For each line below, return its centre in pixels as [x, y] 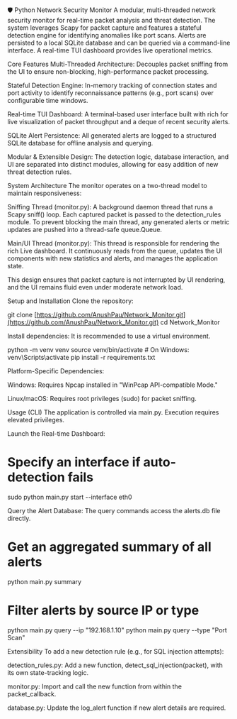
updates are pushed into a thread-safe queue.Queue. [85, 230]
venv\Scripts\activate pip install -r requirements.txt [81, 357]
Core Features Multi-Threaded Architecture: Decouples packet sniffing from [118, 64]
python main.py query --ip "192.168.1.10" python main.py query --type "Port [117, 630]
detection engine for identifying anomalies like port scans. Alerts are [107, 35]
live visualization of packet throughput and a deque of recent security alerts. [118, 122]
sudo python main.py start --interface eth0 [70, 497]
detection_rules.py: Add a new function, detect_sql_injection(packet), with [115, 665]
